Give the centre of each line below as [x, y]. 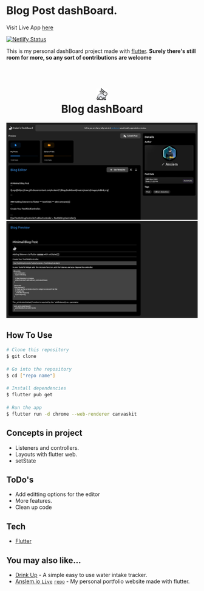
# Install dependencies [36, 388]
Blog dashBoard [102, 109]
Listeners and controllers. [47, 447]
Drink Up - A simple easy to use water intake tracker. [81, 575]
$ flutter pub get [29, 395]
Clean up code [33, 507]
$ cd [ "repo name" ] [31, 376]
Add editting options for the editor [57, 494]
